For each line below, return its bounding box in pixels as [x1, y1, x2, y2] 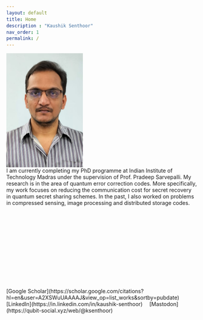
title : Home [6, 16, 36, 23]
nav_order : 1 [6, 29, 39, 35]
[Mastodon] [149, 301, 179, 308]
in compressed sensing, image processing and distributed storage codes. [6, 200, 190, 207]
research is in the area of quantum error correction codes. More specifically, [6, 180, 197, 187]
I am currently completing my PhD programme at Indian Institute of [6, 167, 173, 175]
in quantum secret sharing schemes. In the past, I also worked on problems [6, 193, 195, 200]
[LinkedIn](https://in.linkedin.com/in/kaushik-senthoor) [6, 301, 143, 308]
